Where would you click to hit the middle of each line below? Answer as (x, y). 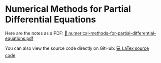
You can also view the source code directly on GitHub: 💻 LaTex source (77, 48)
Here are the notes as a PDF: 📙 (36, 33)
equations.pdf (19, 38)
